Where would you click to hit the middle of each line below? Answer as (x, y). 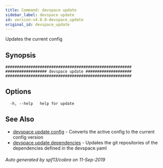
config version (28, 137)
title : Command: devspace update (41, 10)
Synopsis (21, 55)
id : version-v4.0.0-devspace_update (44, 20)
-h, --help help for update (42, 103)
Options (18, 92)
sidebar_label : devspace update (40, 15)
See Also (20, 119)
